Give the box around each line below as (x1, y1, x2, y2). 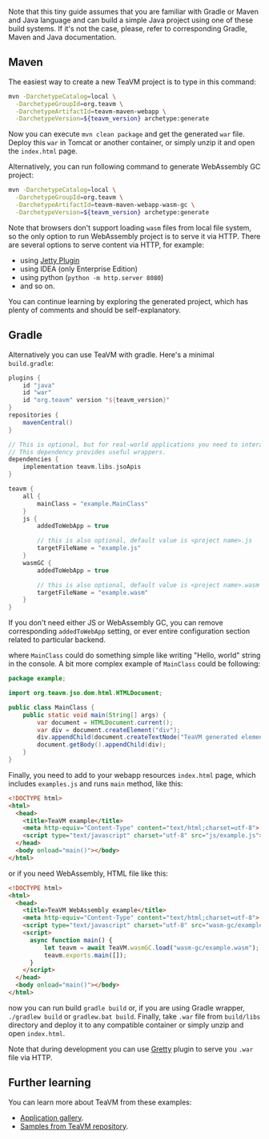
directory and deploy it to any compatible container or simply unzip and (8, 1019, 244, 1030)
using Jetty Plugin (19, 255, 80, 265)
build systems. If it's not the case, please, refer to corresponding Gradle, (8, 24, 248, 33)
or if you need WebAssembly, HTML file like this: (8, 868, 168, 878)
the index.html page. (8, 146, 78, 156)
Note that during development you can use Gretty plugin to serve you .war (8, 1043, 254, 1054)
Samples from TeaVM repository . (19, 1121, 129, 1131)
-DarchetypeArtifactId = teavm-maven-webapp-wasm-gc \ (15, 201, 195, 209)
